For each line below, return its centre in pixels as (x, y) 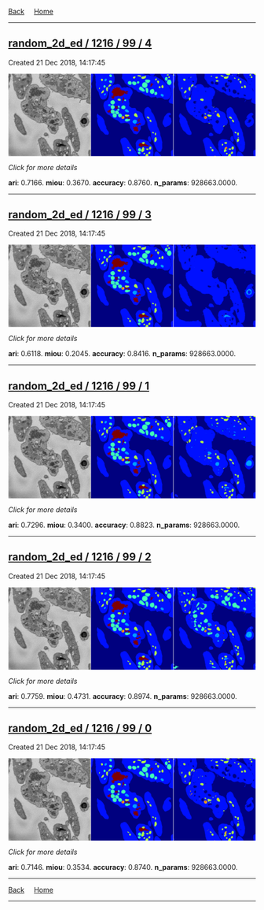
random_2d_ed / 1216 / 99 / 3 (80, 215)
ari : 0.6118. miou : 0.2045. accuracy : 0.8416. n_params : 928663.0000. (122, 354)
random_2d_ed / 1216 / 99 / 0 (80, 728)
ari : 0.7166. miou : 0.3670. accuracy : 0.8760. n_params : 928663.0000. (123, 182)
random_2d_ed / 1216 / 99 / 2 (80, 557)
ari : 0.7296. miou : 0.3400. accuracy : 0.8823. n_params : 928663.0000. (124, 525)
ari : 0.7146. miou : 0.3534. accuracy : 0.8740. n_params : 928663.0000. (123, 867)
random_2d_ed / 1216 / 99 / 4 (80, 44)
